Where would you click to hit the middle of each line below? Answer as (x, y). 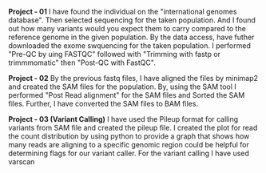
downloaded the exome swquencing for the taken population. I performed (130, 46)
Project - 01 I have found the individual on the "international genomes (123, 12)
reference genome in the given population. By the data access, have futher (131, 37)
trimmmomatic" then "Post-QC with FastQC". (82, 62)
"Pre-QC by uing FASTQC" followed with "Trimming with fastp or (115, 54)
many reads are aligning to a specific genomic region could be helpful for (129, 145)
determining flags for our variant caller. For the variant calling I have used (129, 153)
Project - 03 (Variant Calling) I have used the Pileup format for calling (123, 119)
